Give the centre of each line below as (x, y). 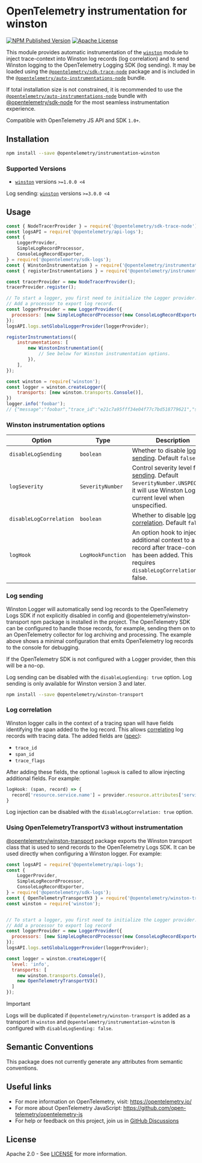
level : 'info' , (31, 964)
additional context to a (164, 540)
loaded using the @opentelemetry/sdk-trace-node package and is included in (101, 71)
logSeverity (26, 487)
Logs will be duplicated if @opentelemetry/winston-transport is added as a (98, 1016)
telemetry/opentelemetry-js (49, 1114)
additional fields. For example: (44, 778)
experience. (21, 108)
